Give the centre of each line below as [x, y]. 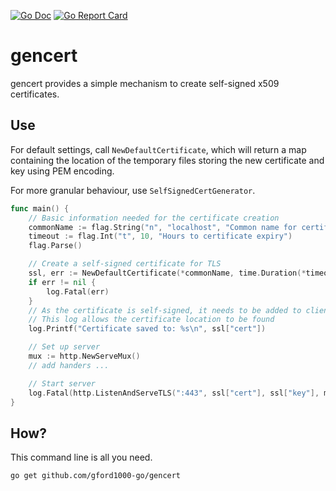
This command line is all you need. [81, 457]
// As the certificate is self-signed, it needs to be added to [165, 310]
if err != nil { [62, 282]
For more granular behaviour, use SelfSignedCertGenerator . [133, 190]
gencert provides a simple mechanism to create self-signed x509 [145, 83]
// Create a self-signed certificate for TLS [125, 264]
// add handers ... [69, 365]
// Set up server [64, 347]
